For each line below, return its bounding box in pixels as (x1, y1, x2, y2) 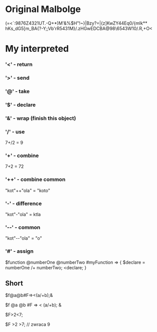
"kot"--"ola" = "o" (5, 235, 42, 241)
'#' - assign (5, 248, 34, 255)
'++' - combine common (5, 176, 66, 183)
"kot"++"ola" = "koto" (5, 187, 50, 194)
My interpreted (5, 43, 69, 55)
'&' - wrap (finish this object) (5, 114, 76, 121)
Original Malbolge (5, 4, 81, 15)
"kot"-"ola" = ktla (5, 211, 41, 217)
